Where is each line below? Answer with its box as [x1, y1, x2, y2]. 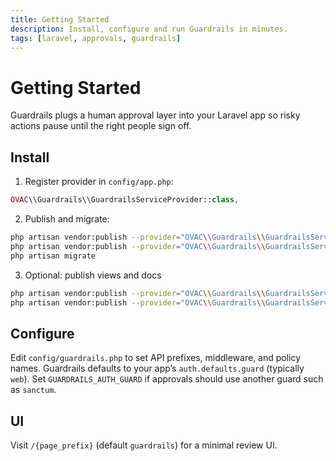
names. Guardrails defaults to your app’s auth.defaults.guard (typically [10, 362, 305, 375]
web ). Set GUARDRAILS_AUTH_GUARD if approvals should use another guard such [10, 373, 324, 385]
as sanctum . [10, 384, 57, 396]
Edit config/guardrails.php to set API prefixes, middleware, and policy [10, 352, 302, 364]
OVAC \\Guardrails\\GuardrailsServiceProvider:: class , [10, 195, 240, 205]
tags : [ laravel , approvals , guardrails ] [10, 33, 182, 43]
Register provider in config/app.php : [24, 176, 174, 188]
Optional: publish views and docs [24, 269, 162, 281]
